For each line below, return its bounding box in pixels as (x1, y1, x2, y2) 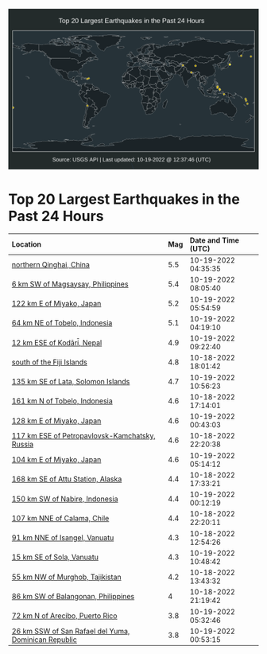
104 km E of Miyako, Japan (11, 455, 102, 465)
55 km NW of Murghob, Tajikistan (11, 572, 122, 582)
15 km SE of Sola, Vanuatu (11, 552, 99, 562)
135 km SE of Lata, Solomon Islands (11, 377, 130, 387)
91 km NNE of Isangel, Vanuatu (11, 533, 114, 543)
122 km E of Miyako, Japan (11, 299, 102, 309)
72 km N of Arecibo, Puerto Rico (11, 611, 118, 621)
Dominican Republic (11, 634, 78, 644)
